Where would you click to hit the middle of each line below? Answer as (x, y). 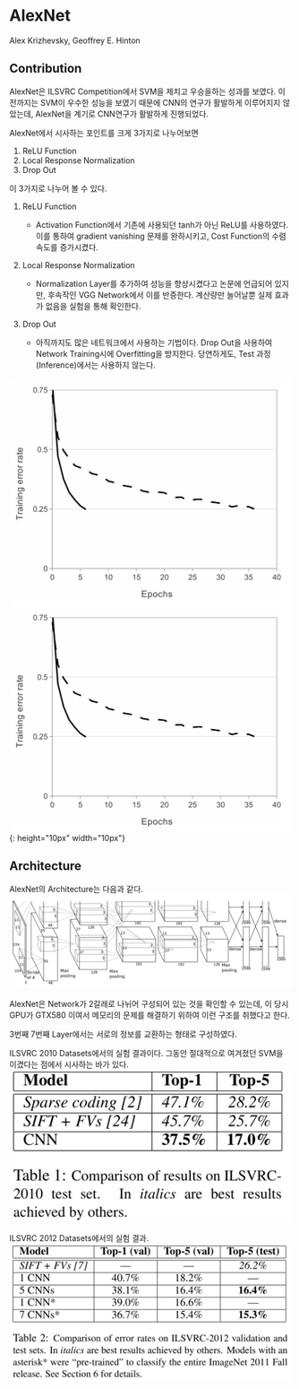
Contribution (46, 69)
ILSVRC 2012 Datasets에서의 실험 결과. (79, 1237)
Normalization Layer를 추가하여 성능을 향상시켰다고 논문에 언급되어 (154, 283)
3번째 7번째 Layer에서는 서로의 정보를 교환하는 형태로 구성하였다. (123, 1034)
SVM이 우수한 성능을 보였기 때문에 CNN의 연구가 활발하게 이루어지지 (160, 102)
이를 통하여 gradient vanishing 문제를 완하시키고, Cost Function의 (153, 236)
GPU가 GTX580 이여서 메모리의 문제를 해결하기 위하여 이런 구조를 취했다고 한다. (150, 1015)
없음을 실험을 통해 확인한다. (93, 306)
